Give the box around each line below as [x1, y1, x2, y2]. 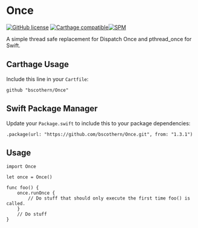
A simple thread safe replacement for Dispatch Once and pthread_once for [6, 35, 192, 42]
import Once [6, 164, 36, 170]
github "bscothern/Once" [6, 87, 69, 93]
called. [6, 201, 26, 207]
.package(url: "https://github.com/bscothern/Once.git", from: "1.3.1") [6, 131, 193, 137]
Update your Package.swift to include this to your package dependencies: [6, 119, 191, 127]
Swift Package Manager [6, 103, 98, 114]
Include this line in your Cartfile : [6, 75, 89, 82]
